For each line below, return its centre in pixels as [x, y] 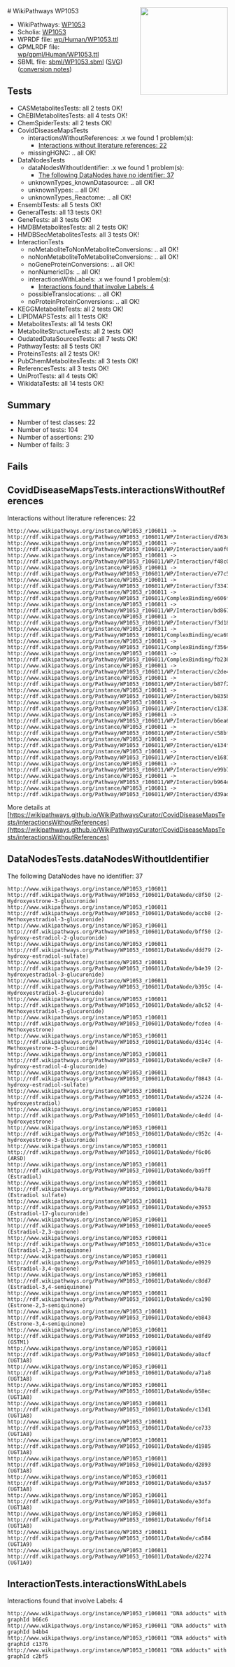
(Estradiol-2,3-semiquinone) [50, 1250]
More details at [29, 807]
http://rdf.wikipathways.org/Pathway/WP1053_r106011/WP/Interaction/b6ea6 [119, 720]
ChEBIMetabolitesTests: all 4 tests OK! [72, 116]
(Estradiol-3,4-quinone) [43, 1269]
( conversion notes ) [44, 69]
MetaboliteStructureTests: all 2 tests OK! [75, 331]
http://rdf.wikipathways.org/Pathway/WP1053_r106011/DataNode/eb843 [109, 1318]
